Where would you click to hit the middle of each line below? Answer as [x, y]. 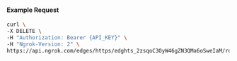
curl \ [16, 25]
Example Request [33, 10]
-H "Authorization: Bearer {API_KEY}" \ [67, 38]
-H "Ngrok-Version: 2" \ [43, 44]
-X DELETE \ [24, 32]
